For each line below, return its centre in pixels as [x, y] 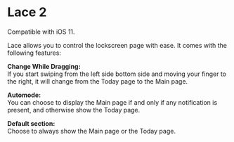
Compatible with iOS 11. [41, 32]
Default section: [31, 123]
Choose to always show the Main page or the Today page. [91, 131]
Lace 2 [27, 12]
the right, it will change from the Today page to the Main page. [98, 81]
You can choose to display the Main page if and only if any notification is [112, 102]
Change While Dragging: [44, 66]
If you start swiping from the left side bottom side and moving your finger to [117, 74]
